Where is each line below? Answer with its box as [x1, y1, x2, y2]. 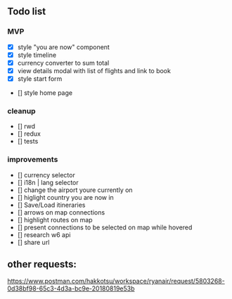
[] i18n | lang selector [17, 178, 79, 186]
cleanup [7, 106, 37, 115]
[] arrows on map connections [17, 208, 105, 217]
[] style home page [17, 89, 72, 97]
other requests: [7, 258, 77, 270]
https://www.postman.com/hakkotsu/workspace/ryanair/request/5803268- [7, 277, 225, 286]
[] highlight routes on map [17, 215, 93, 224]
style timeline [17, 51, 57, 59]
